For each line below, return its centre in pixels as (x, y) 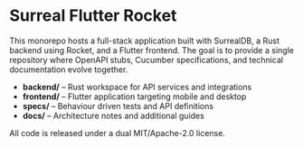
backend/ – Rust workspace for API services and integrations (137, 87)
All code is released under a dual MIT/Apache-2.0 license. (118, 133)
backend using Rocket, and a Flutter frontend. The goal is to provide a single (151, 50)
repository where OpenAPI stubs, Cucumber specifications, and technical (146, 60)
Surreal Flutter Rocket (93, 16)
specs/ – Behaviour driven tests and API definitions (118, 106)
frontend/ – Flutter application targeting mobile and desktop (134, 96)
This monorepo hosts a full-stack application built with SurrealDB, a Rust (145, 41)
